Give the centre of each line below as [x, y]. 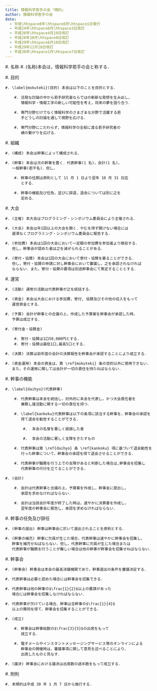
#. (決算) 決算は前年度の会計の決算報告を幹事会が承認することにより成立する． [77, 354]
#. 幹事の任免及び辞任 [27, 518]
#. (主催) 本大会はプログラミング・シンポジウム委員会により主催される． [71, 218]
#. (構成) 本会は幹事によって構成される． [43, 153]
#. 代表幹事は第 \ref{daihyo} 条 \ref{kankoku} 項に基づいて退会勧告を [83, 448]
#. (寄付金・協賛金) [24, 329]
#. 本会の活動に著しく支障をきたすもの [59, 439]
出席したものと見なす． [41, 654]
